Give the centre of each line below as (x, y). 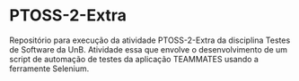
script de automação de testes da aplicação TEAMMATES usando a (134, 59)
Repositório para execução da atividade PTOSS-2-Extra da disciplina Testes (150, 40)
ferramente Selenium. (49, 69)
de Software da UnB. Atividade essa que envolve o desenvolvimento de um (149, 49)
